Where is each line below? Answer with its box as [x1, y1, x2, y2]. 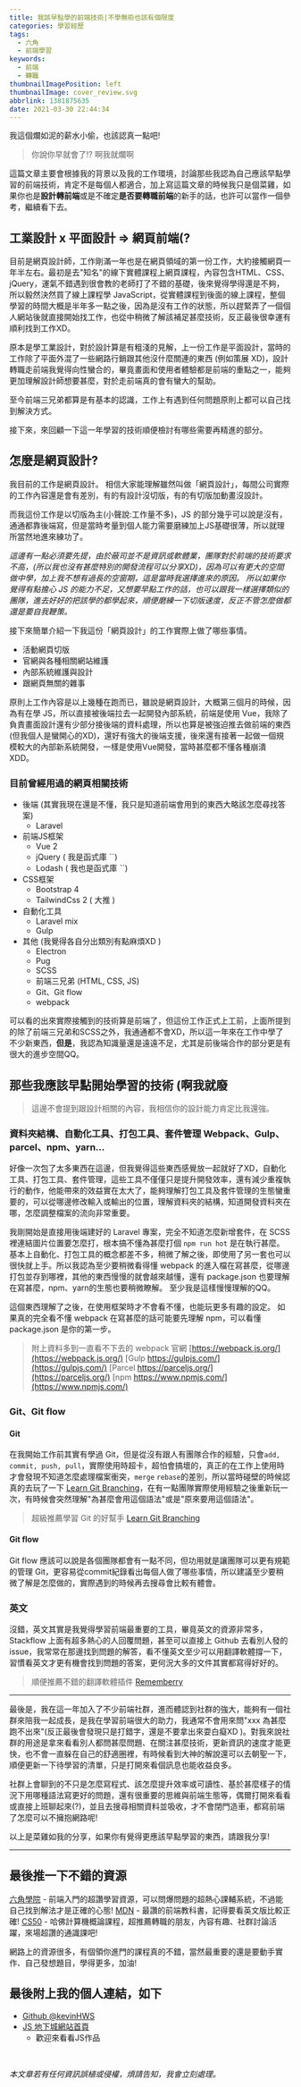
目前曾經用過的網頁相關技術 [9, 777, 129, 790]
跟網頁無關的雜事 [21, 677, 86, 689]
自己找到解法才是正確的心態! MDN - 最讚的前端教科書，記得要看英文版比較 [9, 1905, 283, 1915]
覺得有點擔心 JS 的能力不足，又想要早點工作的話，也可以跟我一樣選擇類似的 [9, 583, 289, 595]
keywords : [9, 55, 46, 63]
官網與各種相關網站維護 [21, 655, 109, 666]
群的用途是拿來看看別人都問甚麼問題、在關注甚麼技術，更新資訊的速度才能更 [9, 1736, 291, 1748]
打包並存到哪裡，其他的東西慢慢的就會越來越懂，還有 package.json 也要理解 [9, 1272, 290, 1282]
